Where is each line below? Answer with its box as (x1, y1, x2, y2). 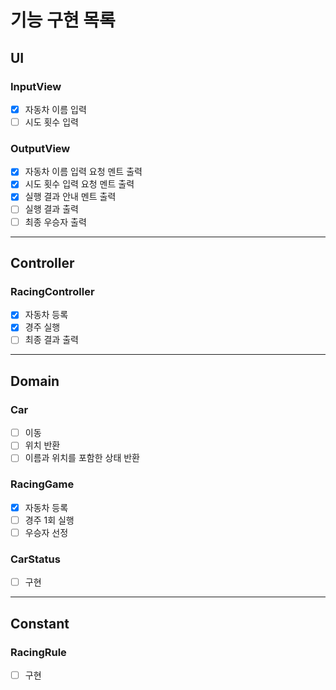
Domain (10, 372, 60, 390)
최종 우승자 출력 (24, 216, 87, 228)
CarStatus (10, 552, 61, 566)
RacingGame (10, 477, 75, 491)
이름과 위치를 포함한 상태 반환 (24, 452, 140, 464)
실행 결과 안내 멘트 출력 (24, 191, 117, 203)
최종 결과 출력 (24, 334, 79, 346)
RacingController (10, 284, 95, 298)
